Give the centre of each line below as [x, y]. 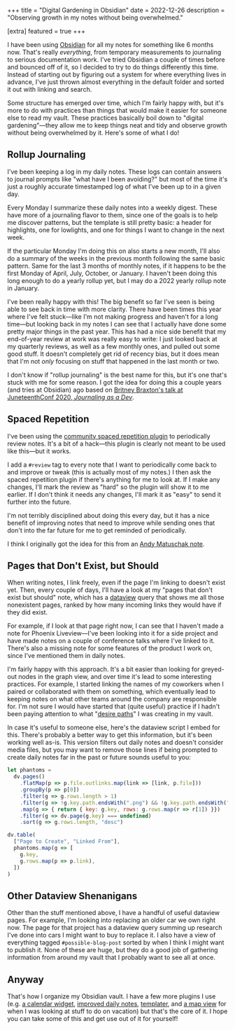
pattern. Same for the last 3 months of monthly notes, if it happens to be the [117, 266]
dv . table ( [22, 835]
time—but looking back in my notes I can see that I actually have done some [117, 324]
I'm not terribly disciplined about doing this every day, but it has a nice [108, 515]
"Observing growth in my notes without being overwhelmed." [95, 18]
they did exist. [27, 612]
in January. [23, 288]
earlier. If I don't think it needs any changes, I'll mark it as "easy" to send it [114, 494]
